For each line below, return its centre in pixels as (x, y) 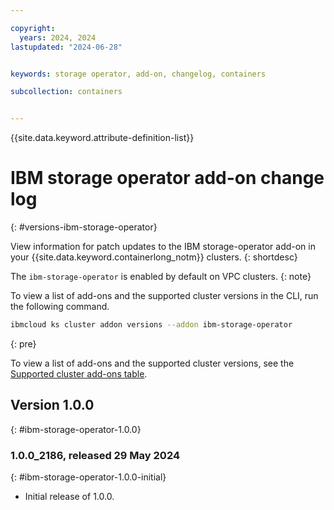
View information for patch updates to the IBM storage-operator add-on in (163, 247)
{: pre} (23, 343)
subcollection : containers (66, 92)
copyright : (33, 28)
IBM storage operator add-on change (167, 178)
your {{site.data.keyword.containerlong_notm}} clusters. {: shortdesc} (154, 257)
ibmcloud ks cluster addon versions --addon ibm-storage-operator (151, 325)
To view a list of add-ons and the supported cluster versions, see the (152, 363)
